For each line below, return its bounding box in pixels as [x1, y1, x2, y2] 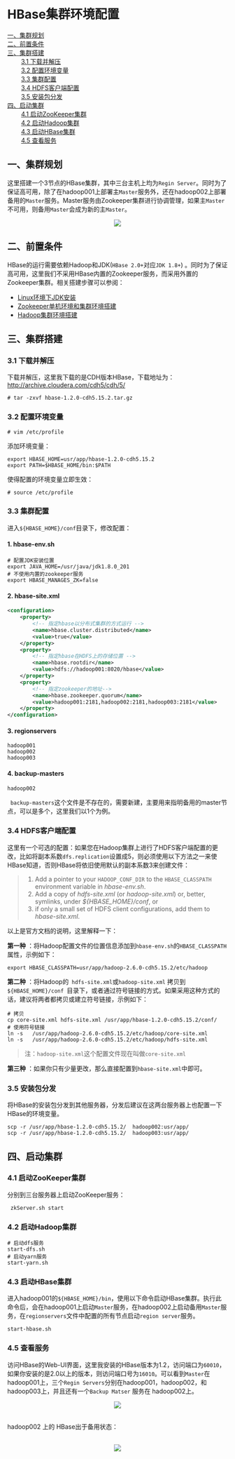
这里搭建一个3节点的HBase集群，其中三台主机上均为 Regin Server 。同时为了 [7, 178, 227, 187]
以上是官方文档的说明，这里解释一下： [7, 927, 117, 935]
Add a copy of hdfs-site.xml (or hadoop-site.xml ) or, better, [34, 889, 206, 898]
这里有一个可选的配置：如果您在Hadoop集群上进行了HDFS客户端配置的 [7, 843, 212, 852]
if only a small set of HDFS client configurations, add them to [34, 904, 211, 913]
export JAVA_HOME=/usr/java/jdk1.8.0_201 [7, 563, 130, 570]
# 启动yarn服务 [7, 1253, 48, 1260]
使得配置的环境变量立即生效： [7, 475, 93, 483]
